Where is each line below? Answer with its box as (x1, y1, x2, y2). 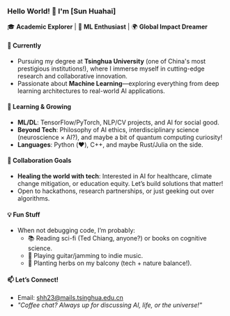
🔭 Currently (7, 41, 42, 50)
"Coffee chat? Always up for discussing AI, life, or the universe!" (17, 301, 203, 310)
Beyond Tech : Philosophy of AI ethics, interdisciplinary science (17, 125, 199, 134)
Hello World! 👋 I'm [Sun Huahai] (7, 6, 116, 16)
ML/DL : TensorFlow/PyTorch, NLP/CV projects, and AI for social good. (17, 118, 220, 127)
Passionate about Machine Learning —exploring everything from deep (17, 79, 220, 87)
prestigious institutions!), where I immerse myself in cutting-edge (17, 64, 205, 73)
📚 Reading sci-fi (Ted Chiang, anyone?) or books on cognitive (27, 234, 207, 243)
